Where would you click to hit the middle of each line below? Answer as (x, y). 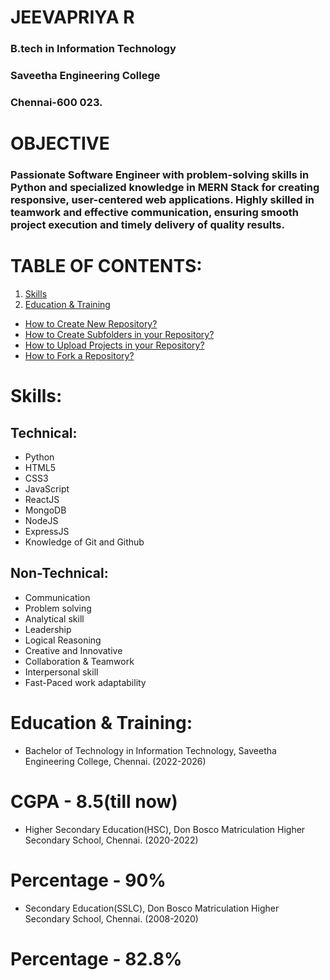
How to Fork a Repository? (79, 355)
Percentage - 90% (88, 880)
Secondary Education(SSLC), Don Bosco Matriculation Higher (152, 908)
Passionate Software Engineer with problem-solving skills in (160, 175)
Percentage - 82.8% (96, 958)
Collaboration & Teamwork (79, 661)
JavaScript (47, 489)
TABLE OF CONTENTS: (106, 266)
